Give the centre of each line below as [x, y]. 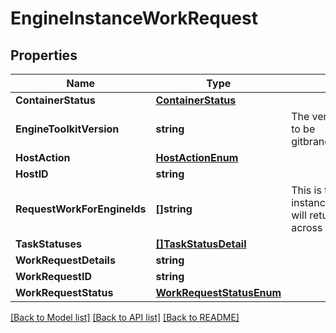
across [307, 227]
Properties [44, 55]
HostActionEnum [197, 157]
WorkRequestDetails [65, 260]
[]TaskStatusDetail [201, 244]
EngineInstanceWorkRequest [134, 18]
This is [306, 190]
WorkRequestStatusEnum [218, 292]
